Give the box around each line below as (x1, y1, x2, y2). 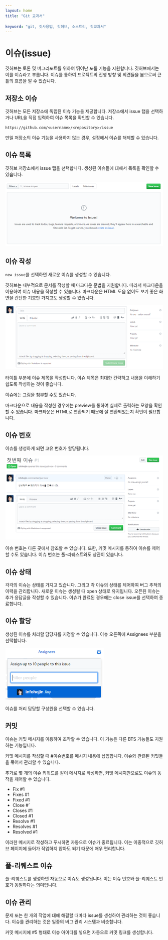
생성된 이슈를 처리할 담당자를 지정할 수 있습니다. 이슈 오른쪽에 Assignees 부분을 (5, 631, 162, 637)
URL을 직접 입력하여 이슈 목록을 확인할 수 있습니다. (14, 114, 114, 121)
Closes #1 (12, 807, 33, 813)
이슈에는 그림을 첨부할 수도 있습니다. (5, 392, 76, 398)
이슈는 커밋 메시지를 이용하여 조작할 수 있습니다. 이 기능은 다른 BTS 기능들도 (5, 736, 154, 742)
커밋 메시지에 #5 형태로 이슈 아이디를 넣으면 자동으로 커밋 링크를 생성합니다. (5, 929, 154, 935)
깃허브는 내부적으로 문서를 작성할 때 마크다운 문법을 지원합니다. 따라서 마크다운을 (5, 282, 163, 288)
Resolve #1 (12, 818, 35, 824)
